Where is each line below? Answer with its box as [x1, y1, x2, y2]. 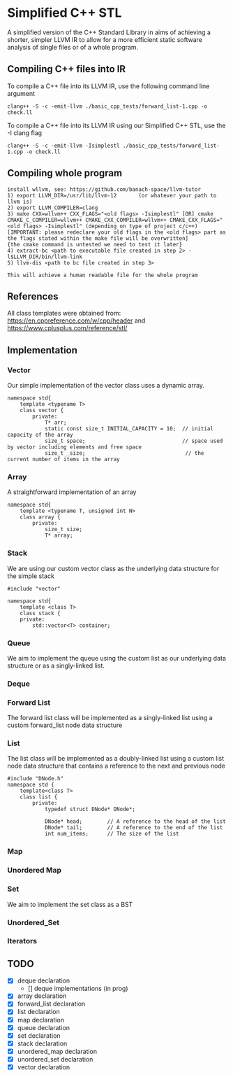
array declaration [17, 992, 67, 1000]
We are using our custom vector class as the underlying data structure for [7, 564, 220, 572]
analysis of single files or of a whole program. [7, 43, 139, 51]
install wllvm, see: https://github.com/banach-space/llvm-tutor [7, 185, 201, 193]
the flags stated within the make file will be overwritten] [7, 234, 189, 242]
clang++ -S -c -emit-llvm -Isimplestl [7, 142, 120, 149]
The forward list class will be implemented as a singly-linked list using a [7, 714, 213, 722]
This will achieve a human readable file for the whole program [7, 272, 198, 279]
